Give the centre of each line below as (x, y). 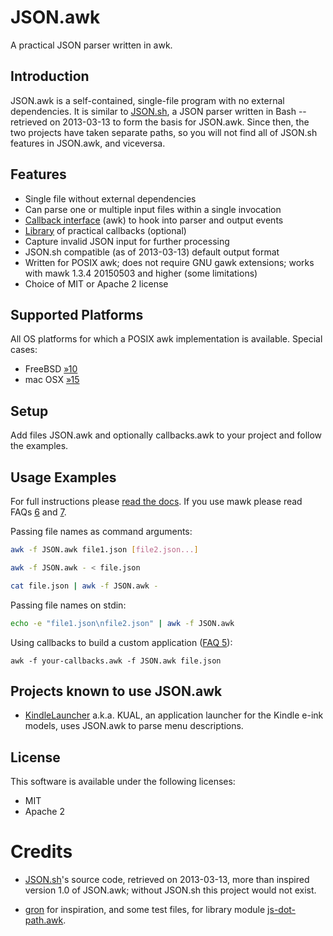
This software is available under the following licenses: (123, 782)
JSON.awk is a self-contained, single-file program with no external (147, 100)
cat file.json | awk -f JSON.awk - (84, 586)
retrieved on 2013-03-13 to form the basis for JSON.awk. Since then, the (160, 122)
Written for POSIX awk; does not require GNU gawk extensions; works (169, 262)
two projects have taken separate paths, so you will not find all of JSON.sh (164, 132)
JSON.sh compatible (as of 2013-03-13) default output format (152, 252)
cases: (24, 350)
